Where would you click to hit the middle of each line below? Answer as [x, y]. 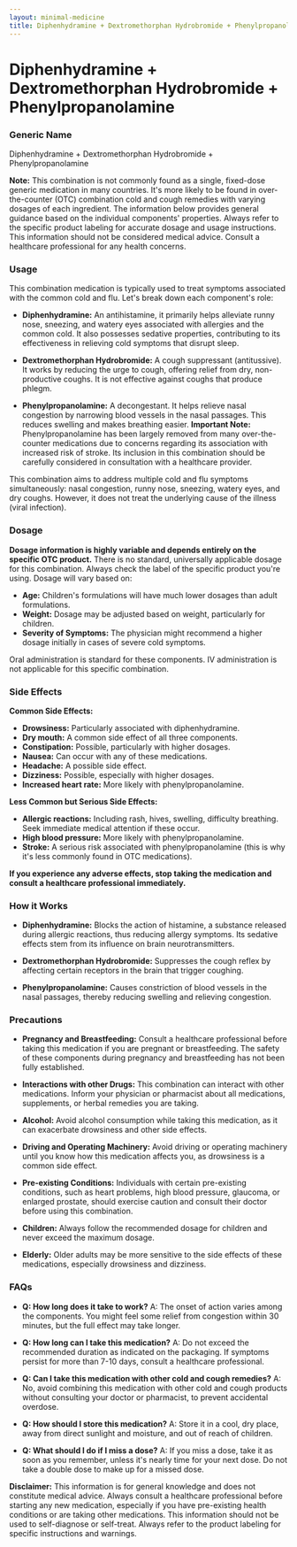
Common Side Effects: [51, 711]
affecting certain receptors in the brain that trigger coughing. [133, 971]
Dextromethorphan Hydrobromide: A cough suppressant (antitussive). [152, 360]
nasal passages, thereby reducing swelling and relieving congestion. [147, 997]
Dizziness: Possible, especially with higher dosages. [118, 774]
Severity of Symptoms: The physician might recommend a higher [142, 633]
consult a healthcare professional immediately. [98, 882]
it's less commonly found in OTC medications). [107, 856]
